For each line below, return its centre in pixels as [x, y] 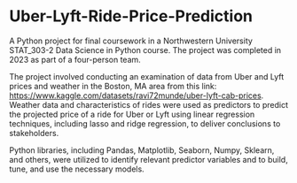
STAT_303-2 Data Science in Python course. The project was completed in [145, 50]
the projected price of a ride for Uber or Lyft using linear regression [132, 114]
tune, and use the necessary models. [77, 169]
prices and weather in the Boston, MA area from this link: [113, 86]
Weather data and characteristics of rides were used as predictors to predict [149, 104]
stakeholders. [34, 133]
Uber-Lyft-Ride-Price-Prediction [131, 16]
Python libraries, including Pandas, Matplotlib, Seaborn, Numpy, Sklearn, [142, 150]
